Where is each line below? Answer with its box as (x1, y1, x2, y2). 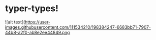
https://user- (25, 19, 51, 25)
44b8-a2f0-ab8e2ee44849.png (5, 29, 70, 35)
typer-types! (5, 3, 59, 14)
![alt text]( (5, 19, 26, 25)
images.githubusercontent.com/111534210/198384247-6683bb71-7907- (5, 24, 151, 30)
